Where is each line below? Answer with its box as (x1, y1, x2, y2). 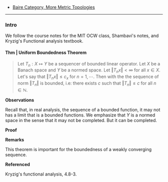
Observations (5, 97, 34, 103)
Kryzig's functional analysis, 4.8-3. (5, 171, 77, 177)
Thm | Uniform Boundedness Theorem (5, 49, 86, 55)
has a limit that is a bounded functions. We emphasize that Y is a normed (5, 112, 155, 118)
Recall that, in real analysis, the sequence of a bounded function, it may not (5, 106, 160, 112)
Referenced (5, 161, 30, 167)
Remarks (5, 136, 24, 142)
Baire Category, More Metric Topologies (12, 4, 95, 10)
